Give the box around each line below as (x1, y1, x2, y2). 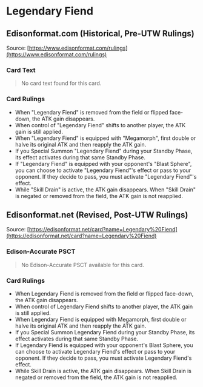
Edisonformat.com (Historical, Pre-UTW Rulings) (6, 28, 195, 39)
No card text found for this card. (21, 80, 102, 87)
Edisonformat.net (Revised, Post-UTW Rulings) (6, 210, 188, 220)
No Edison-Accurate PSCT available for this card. (21, 261, 144, 268)
